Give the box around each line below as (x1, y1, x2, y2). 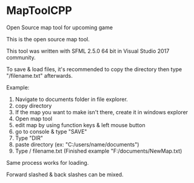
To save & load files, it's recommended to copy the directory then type (6, 65, 182, 73)
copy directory (15, 102, 52, 109)
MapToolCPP (6, 4, 73, 18)
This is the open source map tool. (6, 35, 90, 43)
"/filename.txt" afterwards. (6, 72, 73, 79)
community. (6, 54, 36, 61)
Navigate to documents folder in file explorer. (15, 95, 129, 103)
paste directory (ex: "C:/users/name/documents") (15, 140, 139, 148)
